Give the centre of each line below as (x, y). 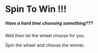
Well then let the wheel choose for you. (45, 36)
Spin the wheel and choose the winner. (45, 45)
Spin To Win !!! (36, 9)
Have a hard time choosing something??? (49, 23)
